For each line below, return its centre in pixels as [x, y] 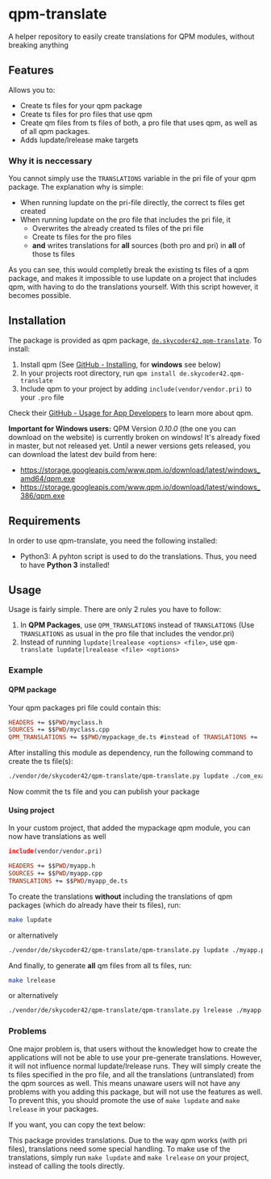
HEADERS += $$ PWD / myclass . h [56, 722]
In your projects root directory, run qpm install [98, 373]
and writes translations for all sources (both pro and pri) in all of [139, 245]
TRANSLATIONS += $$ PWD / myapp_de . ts [68, 881]
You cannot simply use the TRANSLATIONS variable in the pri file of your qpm [132, 178]
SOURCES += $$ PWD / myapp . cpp [56, 874]
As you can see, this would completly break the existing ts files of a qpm [129, 270]
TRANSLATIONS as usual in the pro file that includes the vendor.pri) [127, 634]
